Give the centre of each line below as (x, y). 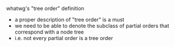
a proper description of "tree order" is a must (70, 19)
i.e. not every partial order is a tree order (64, 38)
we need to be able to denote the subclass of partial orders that (92, 26)
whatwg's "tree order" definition (45, 8)
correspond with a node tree (49, 32)
